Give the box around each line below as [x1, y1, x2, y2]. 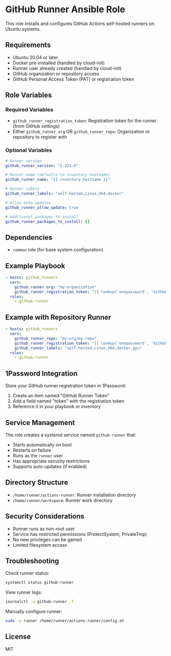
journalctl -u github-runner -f [5, 599, 74, 604]
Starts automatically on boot [12, 441, 72, 448]
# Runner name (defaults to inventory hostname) [5, 172, 110, 177]
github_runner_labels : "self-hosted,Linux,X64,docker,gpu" [14, 345, 142, 350]
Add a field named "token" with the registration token [12, 398, 125, 404]
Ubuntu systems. [5, 26, 41, 32]
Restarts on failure [12, 447, 51, 453]
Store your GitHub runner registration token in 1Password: [5, 383, 126, 389]
